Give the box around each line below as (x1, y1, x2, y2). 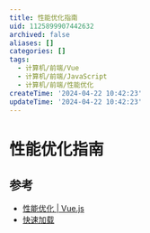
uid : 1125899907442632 (9, 22, 94, 31)
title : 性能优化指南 (9, 13, 78, 23)
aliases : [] (9, 38, 54, 48)
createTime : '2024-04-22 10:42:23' (9, 89, 143, 98)
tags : (9, 55, 30, 64)
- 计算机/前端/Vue (17, 64, 79, 73)
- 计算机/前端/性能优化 (17, 80, 94, 89)
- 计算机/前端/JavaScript (17, 72, 108, 81)
